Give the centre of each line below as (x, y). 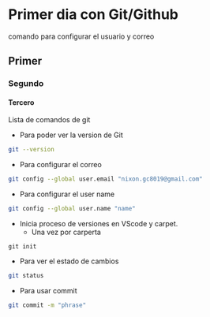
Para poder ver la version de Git (71, 135)
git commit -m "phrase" (47, 305)
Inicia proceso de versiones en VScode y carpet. (99, 224)
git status (26, 276)
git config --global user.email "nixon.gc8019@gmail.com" (105, 179)
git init (22, 247)
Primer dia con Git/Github (94, 15)
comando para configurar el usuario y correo (81, 36)
